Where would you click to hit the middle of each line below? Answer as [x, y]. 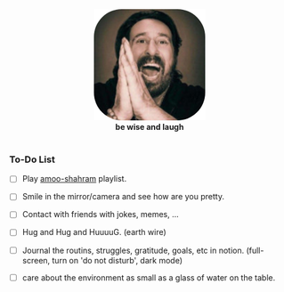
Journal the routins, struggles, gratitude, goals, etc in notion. [133, 250]
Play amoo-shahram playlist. [74, 179]
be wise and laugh [150, 127]
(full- [255, 250]
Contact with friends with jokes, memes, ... [101, 215]
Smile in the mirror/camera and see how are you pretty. [123, 197]
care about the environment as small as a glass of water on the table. [149, 277]
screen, [36, 260]
